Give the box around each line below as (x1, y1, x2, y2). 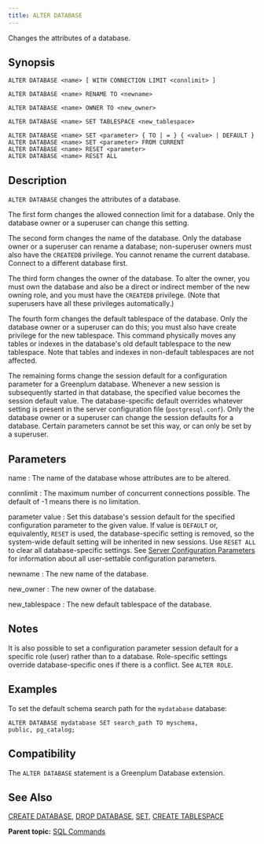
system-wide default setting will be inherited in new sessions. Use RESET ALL (8, 537, 256, 547)
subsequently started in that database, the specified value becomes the (8, 388, 241, 397)
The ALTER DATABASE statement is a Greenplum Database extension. (8, 768, 225, 777)
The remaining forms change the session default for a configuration (8, 371, 228, 381)
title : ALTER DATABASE (8, 11, 82, 20)
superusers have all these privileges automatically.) (8, 299, 174, 308)
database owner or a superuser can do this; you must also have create (8, 322, 237, 332)
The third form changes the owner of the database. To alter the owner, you (8, 274, 250, 283)
